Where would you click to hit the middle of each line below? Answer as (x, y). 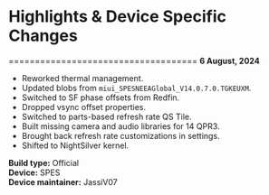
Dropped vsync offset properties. (84, 107)
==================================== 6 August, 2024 (134, 60)
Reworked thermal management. (82, 78)
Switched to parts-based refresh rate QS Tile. (106, 116)
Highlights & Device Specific (118, 17)
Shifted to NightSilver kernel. (75, 145)
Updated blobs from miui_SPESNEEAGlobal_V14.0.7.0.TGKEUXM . (136, 88)
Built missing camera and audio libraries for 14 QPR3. (120, 126)
